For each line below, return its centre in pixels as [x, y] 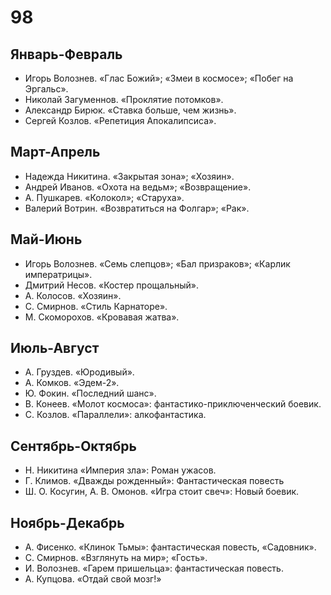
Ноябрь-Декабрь [67, 522]
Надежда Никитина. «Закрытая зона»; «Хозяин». [129, 176]
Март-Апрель [55, 152]
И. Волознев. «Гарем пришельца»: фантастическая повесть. [154, 568]
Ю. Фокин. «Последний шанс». [90, 393]
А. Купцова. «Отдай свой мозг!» [93, 579]
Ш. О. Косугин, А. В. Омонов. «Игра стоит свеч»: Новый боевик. [162, 492]
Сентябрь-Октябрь [73, 446]
